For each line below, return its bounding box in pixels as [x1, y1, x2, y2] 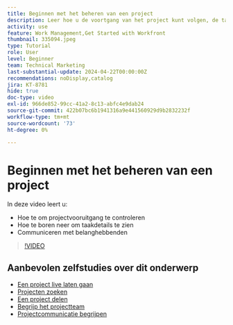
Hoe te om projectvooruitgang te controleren [17, 213, 146, 222]
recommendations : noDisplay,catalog [7, 74, 113, 82]
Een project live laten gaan [17, 281, 94, 289]
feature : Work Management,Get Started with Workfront [7, 29, 166, 37]
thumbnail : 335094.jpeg [7, 36, 76, 43]
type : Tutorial [7, 42, 51, 49]
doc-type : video [7, 94, 54, 101]
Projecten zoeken [17, 287, 68, 296]
